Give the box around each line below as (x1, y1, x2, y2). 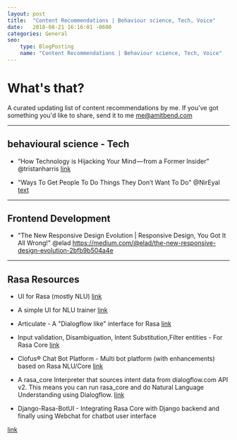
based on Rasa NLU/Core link (17, 362, 104, 371)
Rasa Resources (7, 273, 80, 285)
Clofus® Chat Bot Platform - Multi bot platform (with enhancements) (17, 355, 215, 363)
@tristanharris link (17, 164, 71, 173)
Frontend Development (7, 213, 111, 225)
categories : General (7, 30, 68, 37)
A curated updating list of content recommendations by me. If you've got (7, 103, 219, 112)
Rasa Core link (17, 340, 60, 350)
